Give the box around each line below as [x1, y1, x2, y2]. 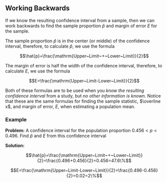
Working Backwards [5, 4, 70, 13]
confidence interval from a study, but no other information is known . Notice [5, 93, 161, 99]
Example [5, 116, 27, 123]
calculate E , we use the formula [5, 68, 70, 74]
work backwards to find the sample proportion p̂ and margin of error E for [5, 23, 157, 29]
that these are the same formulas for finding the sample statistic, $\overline [5, 98, 161, 104]
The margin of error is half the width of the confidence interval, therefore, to [5, 62, 162, 68]
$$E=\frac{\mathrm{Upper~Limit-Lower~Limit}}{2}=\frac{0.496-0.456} [10, 167, 158, 173]
